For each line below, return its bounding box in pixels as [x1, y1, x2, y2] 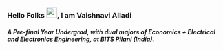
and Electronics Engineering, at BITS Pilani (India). [7, 35, 155, 43]
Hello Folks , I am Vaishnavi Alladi [7, 10, 132, 20]
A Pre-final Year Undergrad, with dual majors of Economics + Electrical [7, 27, 215, 36]
